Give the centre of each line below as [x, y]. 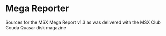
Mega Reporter [37, 9]
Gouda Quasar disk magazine [36, 27]
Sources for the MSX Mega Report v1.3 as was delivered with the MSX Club [83, 22]
